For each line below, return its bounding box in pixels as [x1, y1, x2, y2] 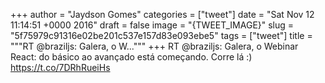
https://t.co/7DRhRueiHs [10, 62, 111, 73]
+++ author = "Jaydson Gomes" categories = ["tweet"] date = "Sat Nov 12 [10, 9, 315, 20]
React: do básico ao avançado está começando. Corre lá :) [10, 51, 253, 63]
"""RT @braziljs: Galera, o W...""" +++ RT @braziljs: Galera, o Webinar [10, 40, 299, 52]
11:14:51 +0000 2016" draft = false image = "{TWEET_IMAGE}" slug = [10, 19, 295, 31]
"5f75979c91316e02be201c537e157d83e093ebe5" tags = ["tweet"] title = [10, 30, 313, 41]
